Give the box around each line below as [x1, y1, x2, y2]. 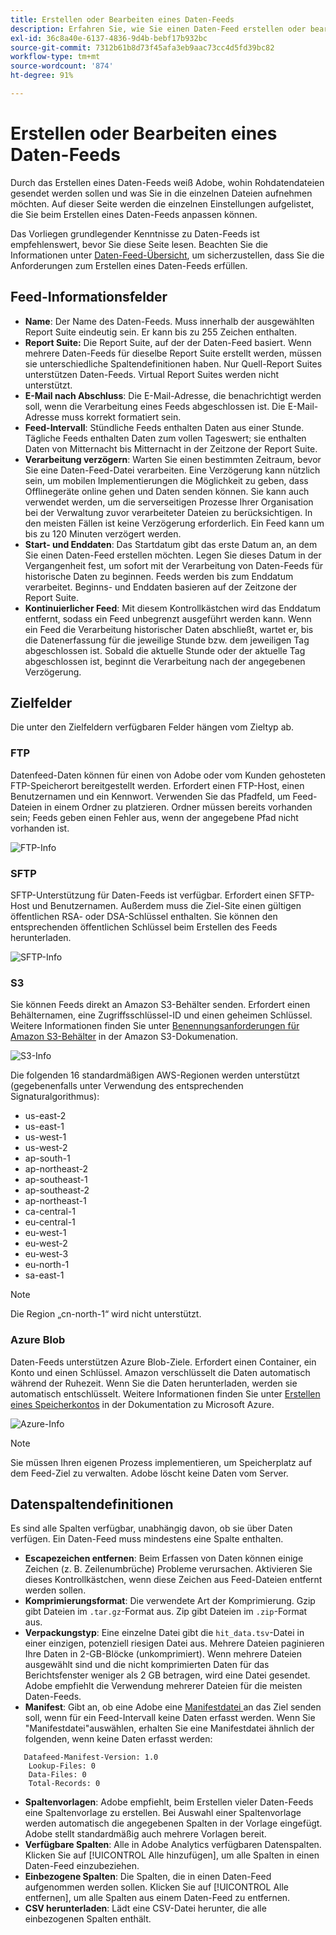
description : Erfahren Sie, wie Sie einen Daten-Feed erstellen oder [10, 24, 307, 34]
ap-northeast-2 [24, 1163, 89, 1175]
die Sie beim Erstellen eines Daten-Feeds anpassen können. [10, 208, 258, 220]
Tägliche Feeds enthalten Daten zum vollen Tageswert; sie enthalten [24, 432, 307, 444]
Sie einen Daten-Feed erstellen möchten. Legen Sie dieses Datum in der [24, 549, 322, 561]
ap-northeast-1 [24, 1195, 87, 1207]
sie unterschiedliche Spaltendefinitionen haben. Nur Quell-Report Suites [24, 357, 323, 370]
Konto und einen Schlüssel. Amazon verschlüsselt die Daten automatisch [10, 1366, 311, 1378]
